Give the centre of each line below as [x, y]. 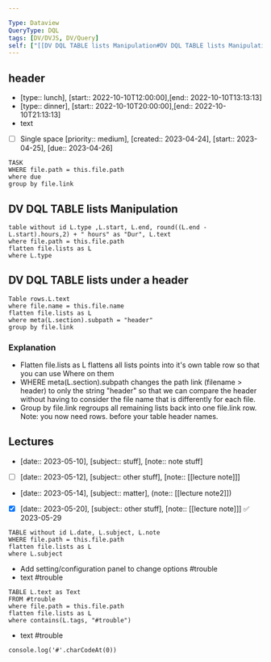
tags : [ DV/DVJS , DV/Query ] [54, 38]
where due [25, 177]
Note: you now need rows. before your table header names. [119, 417]
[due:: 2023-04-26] [80, 148]
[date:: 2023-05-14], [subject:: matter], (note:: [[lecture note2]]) [126, 492]
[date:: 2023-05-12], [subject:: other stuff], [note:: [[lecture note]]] [130, 476]
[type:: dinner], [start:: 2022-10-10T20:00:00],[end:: [106, 107]
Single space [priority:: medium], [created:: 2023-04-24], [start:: [127, 139]
